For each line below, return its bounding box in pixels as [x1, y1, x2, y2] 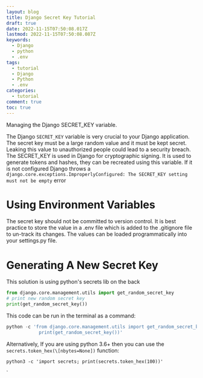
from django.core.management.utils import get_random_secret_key [6, 290, 174, 296]
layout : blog [6, 8, 39, 15]
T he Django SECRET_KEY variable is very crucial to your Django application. [6, 132, 190, 140]
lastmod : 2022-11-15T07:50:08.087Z [6, 31, 96, 37]
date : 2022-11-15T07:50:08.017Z [6, 25, 88, 32]
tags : [6, 59, 20, 65]
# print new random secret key [6, 296, 85, 302]
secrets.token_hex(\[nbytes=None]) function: [6, 347, 120, 354]
